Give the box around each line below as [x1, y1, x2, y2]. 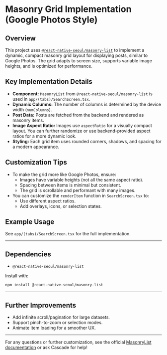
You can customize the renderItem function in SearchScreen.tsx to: [12, 192, 149, 198]
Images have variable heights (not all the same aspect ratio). [19, 177, 144, 182]
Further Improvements [5, 301, 77, 310]
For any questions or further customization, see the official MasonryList [5, 339, 152, 345]
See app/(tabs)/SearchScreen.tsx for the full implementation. [5, 231, 131, 237]
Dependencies [5, 250, 51, 258]
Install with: [5, 273, 29, 279]
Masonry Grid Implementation [5, 3, 132, 15]
